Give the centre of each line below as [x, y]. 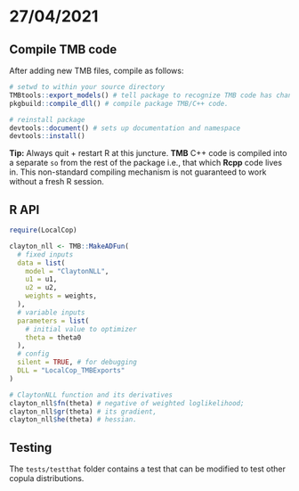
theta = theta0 [53, 337]
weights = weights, [61, 296]
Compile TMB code [63, 49]
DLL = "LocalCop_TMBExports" [71, 371]
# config [33, 354]
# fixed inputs [45, 254]
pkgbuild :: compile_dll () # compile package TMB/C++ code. [119, 103]
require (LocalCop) [43, 230]
